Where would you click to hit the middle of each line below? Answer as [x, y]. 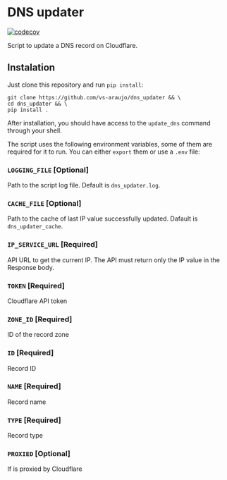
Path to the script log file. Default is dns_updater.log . [84, 185]
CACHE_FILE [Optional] [44, 203]
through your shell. [35, 130]
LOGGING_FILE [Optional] [48, 170]
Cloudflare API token [37, 301]
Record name [27, 402]
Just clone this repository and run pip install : [75, 85]
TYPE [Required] [34, 420]
